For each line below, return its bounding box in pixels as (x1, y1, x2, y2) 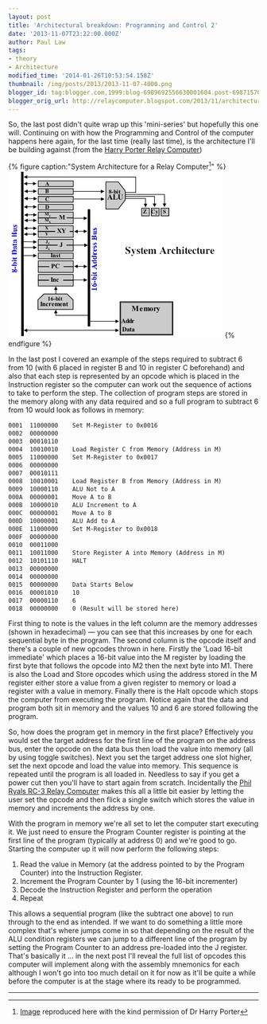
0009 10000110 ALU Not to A (8, 486, 115, 494)
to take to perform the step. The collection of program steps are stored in (8, 389, 248, 398)
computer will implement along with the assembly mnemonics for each (8, 960, 240, 969)
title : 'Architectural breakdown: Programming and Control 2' (8, 21, 219, 29)
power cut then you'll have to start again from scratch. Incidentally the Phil (8, 778, 252, 788)
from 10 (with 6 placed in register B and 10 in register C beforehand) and (8, 363, 245, 373)
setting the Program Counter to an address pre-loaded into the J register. (8, 943, 248, 952)
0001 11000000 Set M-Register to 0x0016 (8, 422, 158, 430)
